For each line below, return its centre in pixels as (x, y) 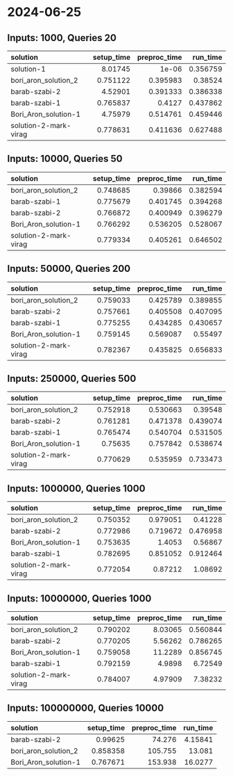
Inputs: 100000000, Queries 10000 (86, 708)
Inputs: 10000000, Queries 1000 (79, 598)
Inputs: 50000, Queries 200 (69, 269)
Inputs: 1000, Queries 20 (62, 38)
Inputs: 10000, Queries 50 (65, 159)
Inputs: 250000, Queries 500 (72, 379)
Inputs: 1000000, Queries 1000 (76, 488)
